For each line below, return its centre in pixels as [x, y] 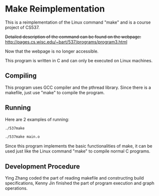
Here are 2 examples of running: [37, 119]
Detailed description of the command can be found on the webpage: [73, 37]
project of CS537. [22, 27]
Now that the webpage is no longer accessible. [52, 51]
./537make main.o [22, 137]
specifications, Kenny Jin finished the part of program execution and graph [80, 183]
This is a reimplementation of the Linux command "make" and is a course [78, 22]
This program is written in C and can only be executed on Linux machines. [79, 60]
